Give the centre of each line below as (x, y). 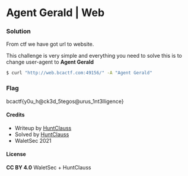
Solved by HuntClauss (42, 134)
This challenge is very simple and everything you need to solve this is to (94, 56)
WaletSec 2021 (33, 140)
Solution (19, 32)
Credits (15, 115)
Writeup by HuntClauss (43, 128)
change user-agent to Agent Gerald (50, 62)
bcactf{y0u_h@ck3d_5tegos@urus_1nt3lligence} (65, 101)
